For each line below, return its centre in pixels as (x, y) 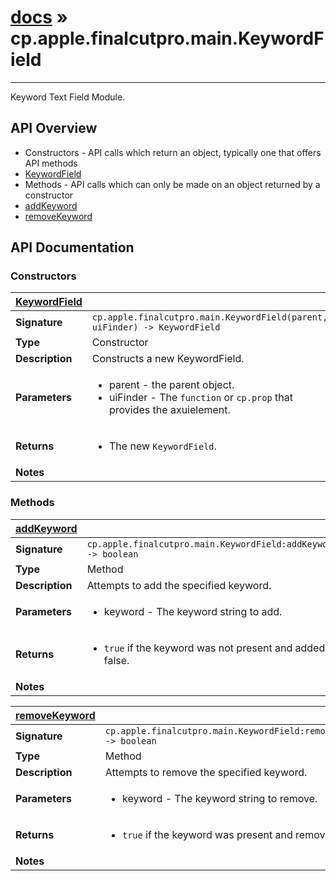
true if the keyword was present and (207, 834)
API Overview (54, 128)
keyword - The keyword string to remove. (219, 798)
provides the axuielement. (170, 410)
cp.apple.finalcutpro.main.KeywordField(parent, (209, 317)
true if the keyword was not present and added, (215, 648)
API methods (51, 163)
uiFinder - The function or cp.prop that (201, 398)
